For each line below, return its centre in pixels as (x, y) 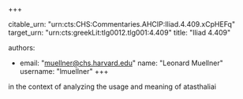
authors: (22, 48)
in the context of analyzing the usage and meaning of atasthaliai (112, 86)
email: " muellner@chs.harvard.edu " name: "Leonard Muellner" (121, 63)
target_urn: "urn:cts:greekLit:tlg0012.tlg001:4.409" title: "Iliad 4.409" (120, 33)
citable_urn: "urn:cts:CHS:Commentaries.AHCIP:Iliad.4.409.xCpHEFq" (121, 24)
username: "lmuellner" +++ (64, 71)
